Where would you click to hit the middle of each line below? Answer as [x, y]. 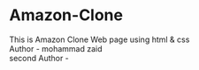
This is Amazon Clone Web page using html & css [99, 39]
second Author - [39, 58]
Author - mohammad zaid [56, 48]
